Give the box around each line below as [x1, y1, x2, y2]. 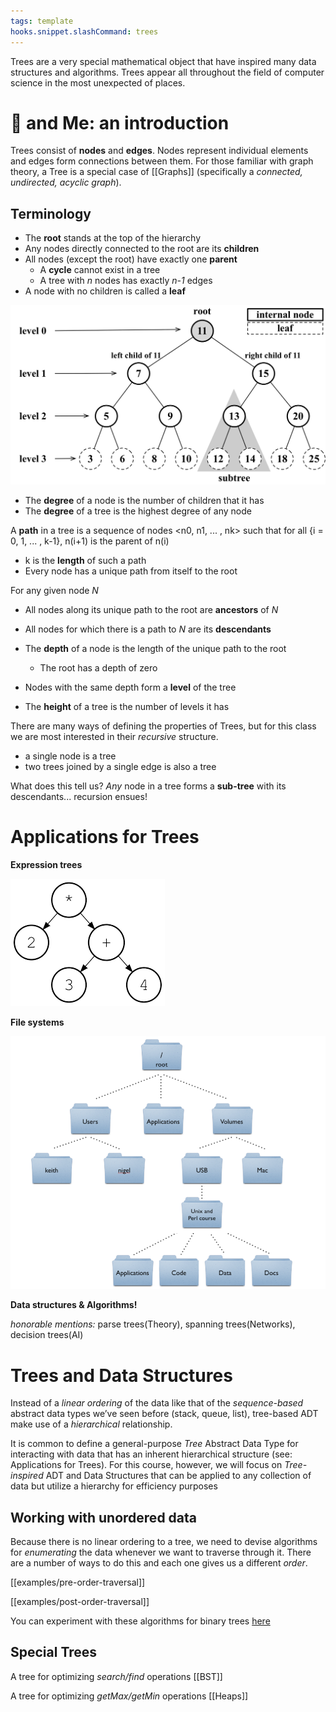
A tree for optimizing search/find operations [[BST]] [10, 1670, 223, 1682]
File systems [10, 1016, 65, 1029]
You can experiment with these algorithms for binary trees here [10, 1615, 271, 1627]
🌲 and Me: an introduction [10, 111, 230, 134]
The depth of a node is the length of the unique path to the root [24, 643, 287, 655]
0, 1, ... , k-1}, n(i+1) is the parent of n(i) [10, 535, 170, 547]
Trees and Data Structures [10, 1364, 233, 1387]
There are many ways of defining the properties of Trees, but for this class [10, 720, 317, 732]
